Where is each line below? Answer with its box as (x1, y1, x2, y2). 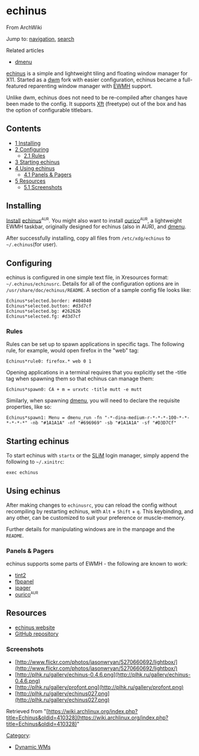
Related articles (6, 46, 45, 54)
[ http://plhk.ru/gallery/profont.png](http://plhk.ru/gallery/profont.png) (14, 684, 184, 691)
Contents (6, 123, 42, 134)
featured (6, 82, 27, 90)
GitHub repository (14, 630, 59, 637)
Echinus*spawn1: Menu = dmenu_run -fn (6, 415, 102, 421)
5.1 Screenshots (23, 183, 62, 190)
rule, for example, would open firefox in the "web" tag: (6, 347, 139, 354)
